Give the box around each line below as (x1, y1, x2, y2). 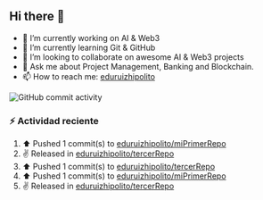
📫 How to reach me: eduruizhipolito (21, 71, 156, 81)
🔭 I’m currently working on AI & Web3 (21, 32, 160, 43)
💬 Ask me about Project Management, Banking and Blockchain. (21, 61, 254, 71)
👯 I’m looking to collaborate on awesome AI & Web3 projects (21, 51, 244, 62)
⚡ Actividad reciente (9, 114, 100, 127)
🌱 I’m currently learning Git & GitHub (21, 42, 156, 53)
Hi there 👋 (9, 9, 65, 24)
